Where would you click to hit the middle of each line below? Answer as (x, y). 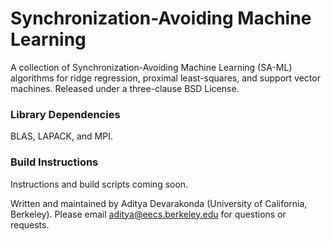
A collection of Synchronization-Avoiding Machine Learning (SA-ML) (151, 67)
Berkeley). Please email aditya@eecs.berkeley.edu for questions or (148, 214)
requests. (30, 224)
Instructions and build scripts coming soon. (99, 184)
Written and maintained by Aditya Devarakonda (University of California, (159, 203)
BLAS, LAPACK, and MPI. (61, 136)
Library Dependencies (65, 114)
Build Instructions (54, 162)
